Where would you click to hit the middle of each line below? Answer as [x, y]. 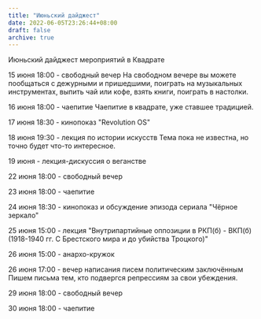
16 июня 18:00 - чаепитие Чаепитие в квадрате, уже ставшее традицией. [131, 107]
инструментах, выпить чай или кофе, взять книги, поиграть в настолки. [129, 92]
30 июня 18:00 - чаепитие [51, 309]
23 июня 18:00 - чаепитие [51, 192]
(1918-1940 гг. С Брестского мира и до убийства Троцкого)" [108, 239]
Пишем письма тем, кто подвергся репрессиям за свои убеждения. [123, 278]
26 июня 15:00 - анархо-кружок [62, 254]
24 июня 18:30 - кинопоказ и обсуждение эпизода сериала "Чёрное [123, 207]
